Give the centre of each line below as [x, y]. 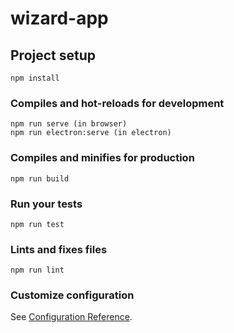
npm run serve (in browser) [69, 124]
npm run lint [37, 270]
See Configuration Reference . [71, 317]
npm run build [40, 178]
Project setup [53, 55]
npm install [35, 78]
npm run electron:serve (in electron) [91, 133]
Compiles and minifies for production [102, 158]
